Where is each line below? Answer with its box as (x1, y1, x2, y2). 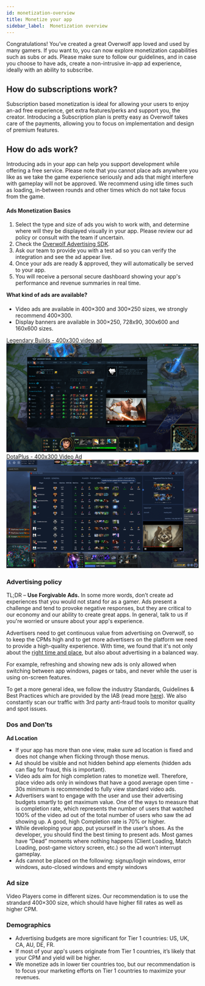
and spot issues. (6, 705, 48, 712)
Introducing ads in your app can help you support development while (6, 160, 180, 168)
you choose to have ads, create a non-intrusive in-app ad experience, (6, 60, 182, 67)
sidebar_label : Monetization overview (6, 23, 108, 29)
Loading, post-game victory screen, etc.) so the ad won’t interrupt (15, 843, 182, 851)
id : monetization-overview (6, 10, 75, 16)
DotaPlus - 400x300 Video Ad (6, 453, 82, 460)
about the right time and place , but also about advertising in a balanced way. (6, 649, 199, 656)
